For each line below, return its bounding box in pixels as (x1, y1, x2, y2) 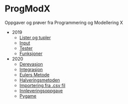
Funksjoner (19, 50, 43, 56)
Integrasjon (19, 66, 43, 72)
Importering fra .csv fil (19, 82, 65, 88)
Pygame (19, 93, 37, 99)
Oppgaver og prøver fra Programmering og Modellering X (4, 19, 123, 25)
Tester (19, 45, 33, 51)
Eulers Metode (19, 71, 49, 77)
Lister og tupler (19, 34, 51, 40)
